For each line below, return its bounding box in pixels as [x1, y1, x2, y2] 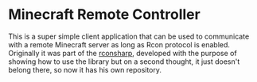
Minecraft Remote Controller [8, 6, 201, 24]
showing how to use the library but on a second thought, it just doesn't [8, 57, 240, 66]
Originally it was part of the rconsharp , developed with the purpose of [8, 48, 237, 58]
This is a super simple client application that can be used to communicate [8, 32, 250, 41]
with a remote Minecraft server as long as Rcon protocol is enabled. [8, 39, 231, 49]
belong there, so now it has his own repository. [8, 65, 162, 74]
